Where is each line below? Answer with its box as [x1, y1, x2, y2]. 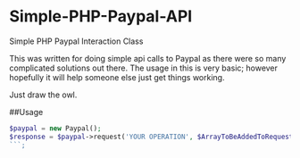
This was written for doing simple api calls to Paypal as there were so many [9, 53, 287, 63]
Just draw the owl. [9, 89, 78, 100]
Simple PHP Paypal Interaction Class [9, 36, 144, 46]
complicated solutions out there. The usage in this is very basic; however [9, 62, 279, 73]
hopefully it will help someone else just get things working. [9, 71, 225, 82]
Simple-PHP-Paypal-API [9, 6, 193, 27]
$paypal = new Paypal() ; [9, 123, 102, 133]
